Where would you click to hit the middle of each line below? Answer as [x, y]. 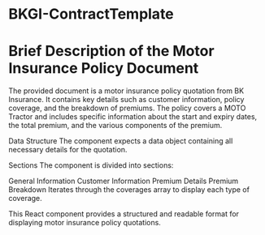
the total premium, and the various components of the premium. [115, 126]
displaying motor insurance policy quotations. [85, 223]
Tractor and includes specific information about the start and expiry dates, [133, 117]
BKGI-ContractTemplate [91, 14]
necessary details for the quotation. [68, 150]
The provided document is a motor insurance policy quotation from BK [126, 91]
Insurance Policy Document [104, 68]
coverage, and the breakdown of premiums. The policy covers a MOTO [127, 108]
